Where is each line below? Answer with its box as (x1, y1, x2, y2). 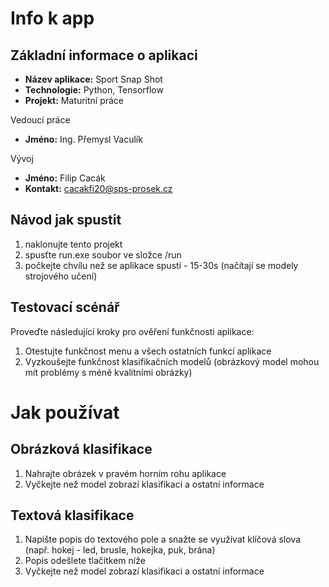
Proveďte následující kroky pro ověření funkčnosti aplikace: (10, 325, 255, 337)
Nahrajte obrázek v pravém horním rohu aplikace (24, 467, 227, 479)
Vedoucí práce (10, 114, 71, 126)
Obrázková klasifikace (10, 441, 153, 458)
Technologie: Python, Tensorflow (24, 84, 164, 96)
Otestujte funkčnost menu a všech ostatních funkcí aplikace (24, 345, 272, 357)
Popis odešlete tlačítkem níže (24, 555, 146, 567)
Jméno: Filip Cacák (24, 172, 106, 184)
